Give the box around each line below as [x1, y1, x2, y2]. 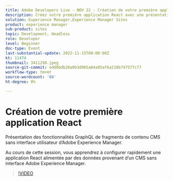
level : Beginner [5, 41, 40, 46]
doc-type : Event [5, 46, 40, 51]
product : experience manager [5, 22, 68, 27]
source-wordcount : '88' [5, 75, 57, 80]
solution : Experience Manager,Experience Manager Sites [5, 17, 128, 22]
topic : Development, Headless [5, 31, 71, 37]
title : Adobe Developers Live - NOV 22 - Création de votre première [5, 7, 158, 13]
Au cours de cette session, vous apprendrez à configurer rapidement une [5, 149, 161, 155]
